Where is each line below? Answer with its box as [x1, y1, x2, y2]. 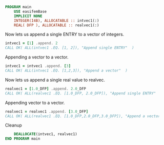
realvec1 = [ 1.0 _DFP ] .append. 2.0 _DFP [5, 86, 86, 91]
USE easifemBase [14, 9, 47, 14]
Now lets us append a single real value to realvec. [5, 77, 105, 83]
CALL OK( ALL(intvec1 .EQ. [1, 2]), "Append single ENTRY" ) [5, 45, 134, 51]
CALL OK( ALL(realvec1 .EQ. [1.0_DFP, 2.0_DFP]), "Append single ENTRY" [5, 91, 156, 96]
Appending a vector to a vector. [5, 54, 69, 60]
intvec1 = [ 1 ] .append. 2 [5, 41, 58, 46]
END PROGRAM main [5, 136, 41, 141]
